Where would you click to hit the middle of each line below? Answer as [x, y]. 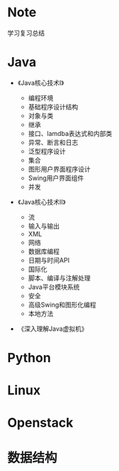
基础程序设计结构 [53, 107]
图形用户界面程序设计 [59, 169]
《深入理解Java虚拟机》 [53, 329]
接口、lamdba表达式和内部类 [70, 133]
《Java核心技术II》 [41, 202]
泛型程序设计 [47, 151]
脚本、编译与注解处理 [59, 277]
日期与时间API [49, 260]
